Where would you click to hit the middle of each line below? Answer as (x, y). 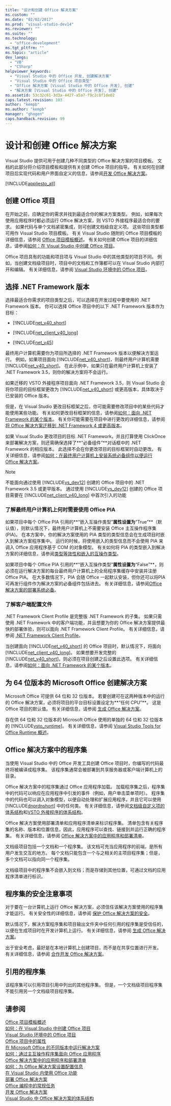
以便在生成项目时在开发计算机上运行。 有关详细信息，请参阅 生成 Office (80, 930)
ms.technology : (21, 39)
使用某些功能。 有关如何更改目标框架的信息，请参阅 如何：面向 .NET (80, 413)
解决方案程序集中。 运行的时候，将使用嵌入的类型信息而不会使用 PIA (86, 541)
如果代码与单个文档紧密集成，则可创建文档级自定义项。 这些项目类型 (87, 226)
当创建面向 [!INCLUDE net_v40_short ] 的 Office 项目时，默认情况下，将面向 (83, 646)
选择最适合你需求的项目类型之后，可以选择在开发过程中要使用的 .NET (78, 300)
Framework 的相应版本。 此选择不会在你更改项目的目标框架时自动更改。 (81, 449)
